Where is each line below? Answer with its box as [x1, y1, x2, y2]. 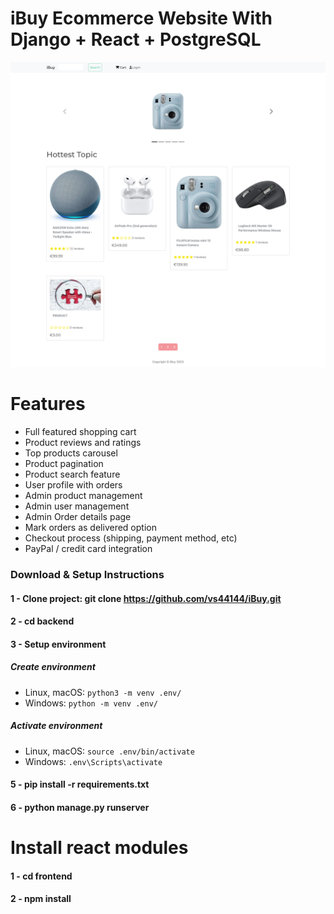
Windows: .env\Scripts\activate [24, 755, 163, 767]
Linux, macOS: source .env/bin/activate [24, 745, 195, 757]
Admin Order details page [24, 511, 132, 523]
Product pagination [24, 458, 104, 470]
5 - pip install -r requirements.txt [10, 778, 150, 791]
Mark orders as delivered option [24, 522, 157, 534]
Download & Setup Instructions [10, 568, 165, 582]
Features [10, 393, 86, 416]
